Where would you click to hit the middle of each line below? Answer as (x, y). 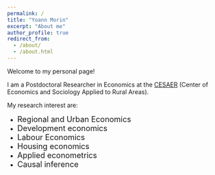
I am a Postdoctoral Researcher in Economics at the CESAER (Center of (108, 84)
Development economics (62, 128)
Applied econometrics (57, 155)
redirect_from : (29, 39)
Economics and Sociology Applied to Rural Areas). (78, 92)
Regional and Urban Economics (74, 119)
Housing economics (53, 146)
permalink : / (26, 13)
